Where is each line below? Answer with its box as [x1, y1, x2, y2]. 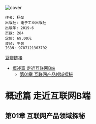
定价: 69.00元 [5, 36, 32, 41]
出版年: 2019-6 [5, 26, 34, 31]
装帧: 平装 [5, 41, 25, 46]
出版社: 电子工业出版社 [5, 20, 47, 25]
